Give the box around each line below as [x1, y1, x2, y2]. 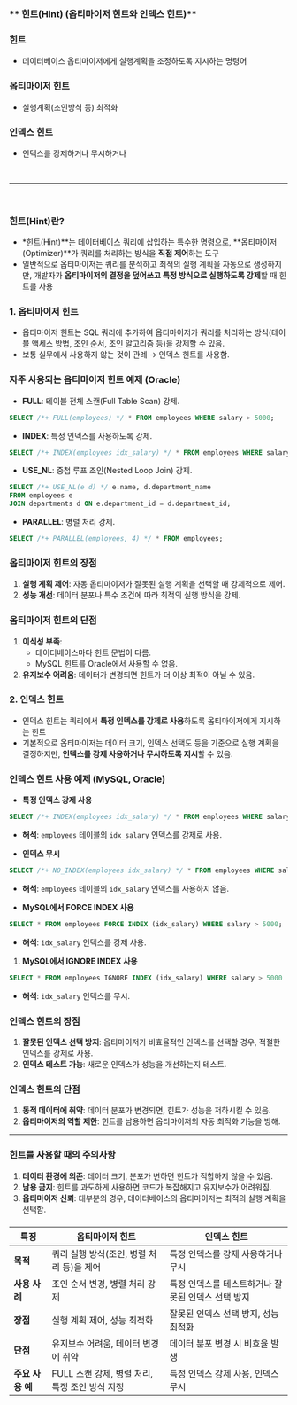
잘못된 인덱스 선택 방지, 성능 [169, 1307, 280, 1320]
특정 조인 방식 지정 [51, 1381, 125, 1393]
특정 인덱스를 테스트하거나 [169, 1278, 272, 1291]
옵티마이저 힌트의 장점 [9, 557, 97, 569]
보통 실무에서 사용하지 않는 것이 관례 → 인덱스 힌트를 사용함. [21, 349, 230, 360]
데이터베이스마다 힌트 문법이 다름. [34, 647, 152, 658]
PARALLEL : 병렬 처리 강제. [21, 517, 116, 527]
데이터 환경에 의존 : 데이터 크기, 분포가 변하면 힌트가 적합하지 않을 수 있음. [21, 1170, 274, 1181]
